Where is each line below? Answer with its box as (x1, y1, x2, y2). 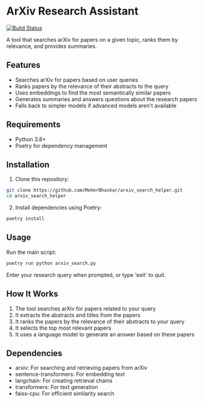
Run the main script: (6, 248, 56, 256)
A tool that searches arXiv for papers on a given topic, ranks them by (6, 36, 178, 43)
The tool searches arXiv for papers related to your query (15, 305, 156, 312)
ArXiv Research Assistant (6, 4, 139, 18)
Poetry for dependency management (15, 142, 108, 149)
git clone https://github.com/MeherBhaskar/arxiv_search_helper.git (6, 187, 183, 193)
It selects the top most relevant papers (15, 324, 111, 331)
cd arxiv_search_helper (6, 193, 67, 199)
